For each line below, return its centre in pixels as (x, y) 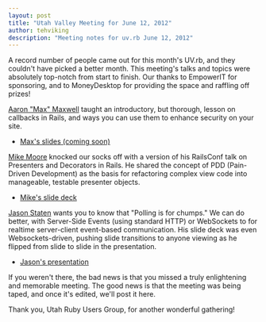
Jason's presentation (54, 262)
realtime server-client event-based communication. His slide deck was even (133, 230)
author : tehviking (39, 30)
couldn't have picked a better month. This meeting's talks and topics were (129, 69)
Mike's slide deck (48, 197)
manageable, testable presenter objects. (74, 182)
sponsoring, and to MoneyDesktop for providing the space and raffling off (129, 86)
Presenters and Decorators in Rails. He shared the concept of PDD (117, 165)
